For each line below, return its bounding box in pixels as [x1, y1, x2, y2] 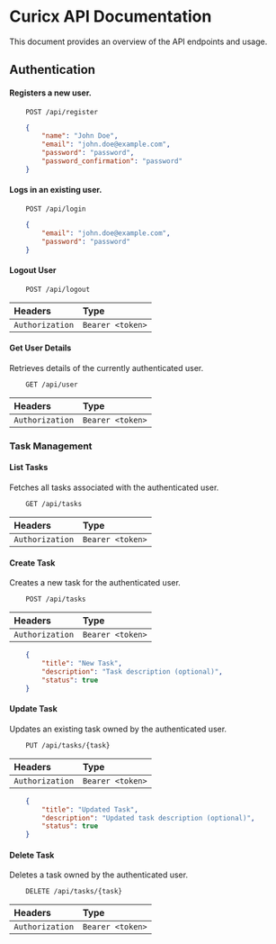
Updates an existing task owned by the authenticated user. [9, 723, 227, 734]
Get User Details [9, 342, 72, 353]
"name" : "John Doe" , [41, 132, 119, 141]
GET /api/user [25, 380, 78, 389]
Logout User [9, 265, 57, 276]
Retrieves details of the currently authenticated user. [9, 362, 204, 373]
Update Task [9, 703, 58, 714]
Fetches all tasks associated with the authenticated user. [9, 482, 219, 493]
